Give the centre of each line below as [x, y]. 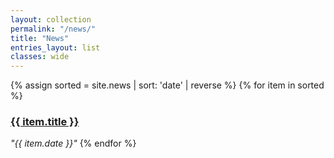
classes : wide [40, 57]
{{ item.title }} [45, 122]
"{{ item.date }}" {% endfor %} [73, 143]
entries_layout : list [55, 47]
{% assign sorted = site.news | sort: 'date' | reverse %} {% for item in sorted [167, 85]
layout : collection [51, 19]
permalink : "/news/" [53, 29]
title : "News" [40, 38]
